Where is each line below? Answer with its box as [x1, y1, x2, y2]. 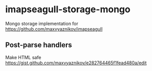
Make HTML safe [5, 54, 42, 60]
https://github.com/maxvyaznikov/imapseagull [5, 26, 103, 32]
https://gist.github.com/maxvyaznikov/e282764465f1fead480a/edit [5, 60, 147, 66]
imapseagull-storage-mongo [5, 4, 131, 15]
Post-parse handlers [5, 41, 72, 50]
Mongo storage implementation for [5, 20, 79, 27]
